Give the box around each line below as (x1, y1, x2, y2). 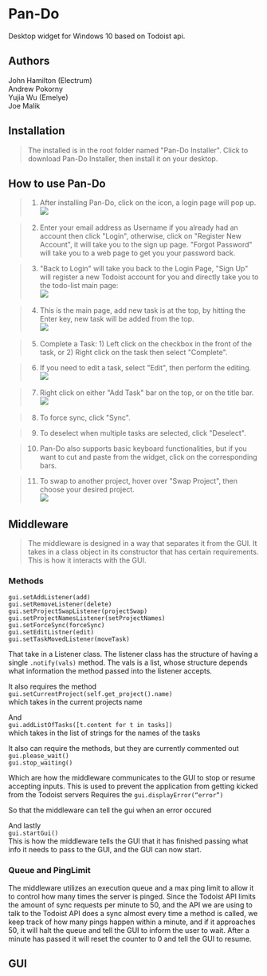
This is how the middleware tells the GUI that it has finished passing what (8, 836, 249, 846)
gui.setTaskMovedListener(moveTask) (8, 635, 130, 643)
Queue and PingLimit (8, 865, 91, 876)
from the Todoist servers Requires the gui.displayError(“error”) (8, 790, 224, 800)
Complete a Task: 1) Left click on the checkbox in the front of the (39, 339, 253, 349)
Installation (8, 124, 65, 138)
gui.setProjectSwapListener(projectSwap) (8, 607, 148, 615)
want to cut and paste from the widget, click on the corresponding (39, 452, 257, 462)
